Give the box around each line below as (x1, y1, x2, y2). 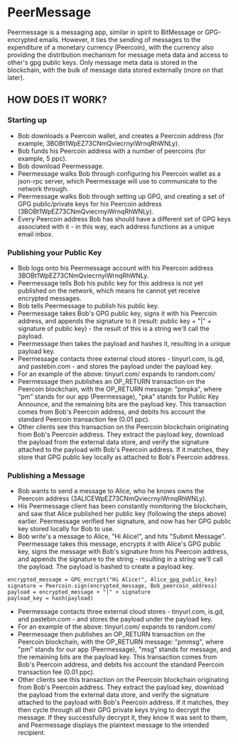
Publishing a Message (7, 471, 85, 481)
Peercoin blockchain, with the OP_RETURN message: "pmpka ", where (17, 384, 222, 393)
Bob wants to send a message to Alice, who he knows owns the (17, 487, 205, 496)
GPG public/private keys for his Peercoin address (17, 199, 162, 208)
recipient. (17, 728, 46, 737)
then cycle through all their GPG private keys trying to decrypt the (17, 706, 211, 714)
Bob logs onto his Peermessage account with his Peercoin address (17, 263, 214, 272)
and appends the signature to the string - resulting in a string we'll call (17, 555, 223, 563)
